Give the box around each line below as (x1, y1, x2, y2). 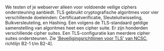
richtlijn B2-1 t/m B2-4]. (5, 41, 53, 46)
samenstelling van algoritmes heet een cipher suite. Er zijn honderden (5, 25, 148, 31)
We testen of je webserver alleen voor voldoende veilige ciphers (5, 4, 137, 10)
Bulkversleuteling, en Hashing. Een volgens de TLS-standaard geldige (5, 20, 148, 25)
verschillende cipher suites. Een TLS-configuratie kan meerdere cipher (5, 30, 150, 36)
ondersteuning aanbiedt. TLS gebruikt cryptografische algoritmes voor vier (5, 9, 159, 15)
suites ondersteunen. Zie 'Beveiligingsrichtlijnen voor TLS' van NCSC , (5, 35, 148, 41)
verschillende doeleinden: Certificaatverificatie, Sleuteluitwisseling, (5, 15, 143, 20)
